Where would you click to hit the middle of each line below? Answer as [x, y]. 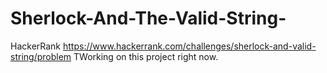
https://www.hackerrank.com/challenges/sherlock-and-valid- [189, 46]
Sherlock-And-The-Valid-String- [148, 18]
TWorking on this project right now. [146, 56]
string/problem [41, 56]
